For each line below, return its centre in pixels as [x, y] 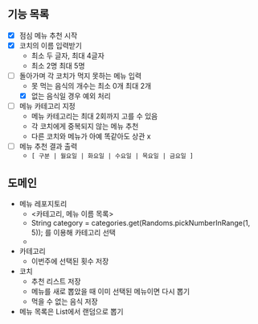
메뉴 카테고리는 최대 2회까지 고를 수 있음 [94, 116]
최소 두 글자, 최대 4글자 [68, 56]
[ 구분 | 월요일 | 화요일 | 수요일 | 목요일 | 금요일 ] [112, 156]
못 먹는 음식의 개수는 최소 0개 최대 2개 [91, 86]
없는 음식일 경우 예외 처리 [71, 96]
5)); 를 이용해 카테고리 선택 [73, 233]
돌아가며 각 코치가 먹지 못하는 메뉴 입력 [80, 76]
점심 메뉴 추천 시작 [48, 35]
